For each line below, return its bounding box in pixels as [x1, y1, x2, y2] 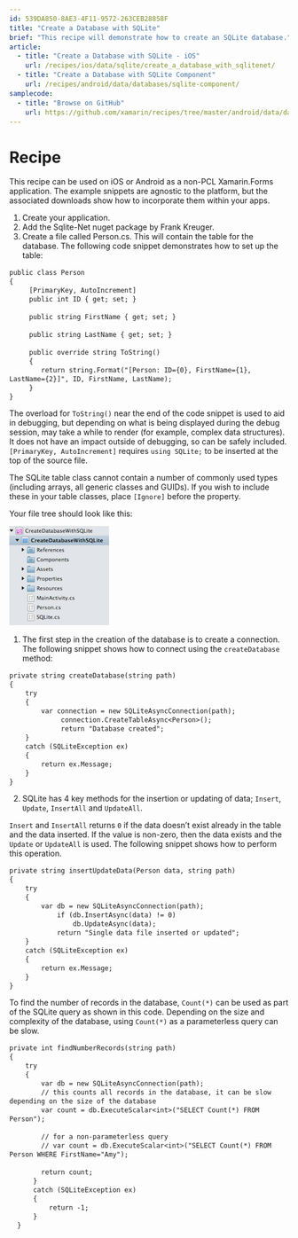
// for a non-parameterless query [41, 1132, 169, 1141]
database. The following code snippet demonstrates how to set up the [21, 240, 279, 252]
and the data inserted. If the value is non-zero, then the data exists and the [9, 829, 282, 840]
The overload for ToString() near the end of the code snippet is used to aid [9, 408, 286, 419]
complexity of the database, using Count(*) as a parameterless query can [9, 1016, 278, 1027]
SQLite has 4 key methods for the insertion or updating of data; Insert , [21, 794, 282, 804]
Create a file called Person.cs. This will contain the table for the [21, 231, 255, 242]
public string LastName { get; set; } [28, 331, 173, 340]
